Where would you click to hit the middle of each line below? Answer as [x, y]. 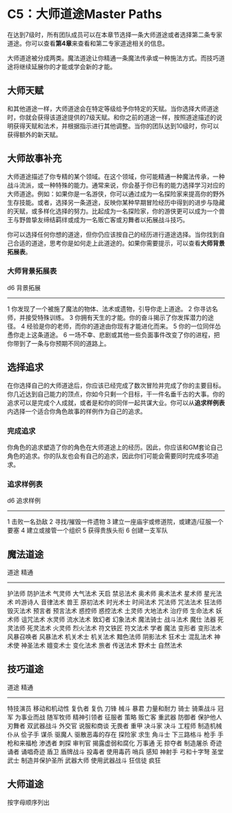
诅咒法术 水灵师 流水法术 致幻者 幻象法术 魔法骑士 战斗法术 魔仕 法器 [118, 619]
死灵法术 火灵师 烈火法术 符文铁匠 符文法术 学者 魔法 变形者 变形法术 [124, 628]
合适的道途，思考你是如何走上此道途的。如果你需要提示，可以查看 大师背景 [119, 243]
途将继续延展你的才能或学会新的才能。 [61, 66]
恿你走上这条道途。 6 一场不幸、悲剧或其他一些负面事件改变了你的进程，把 [114, 335]
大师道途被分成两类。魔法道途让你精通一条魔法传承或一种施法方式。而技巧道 [116, 58]
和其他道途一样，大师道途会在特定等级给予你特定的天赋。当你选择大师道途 [113, 109]
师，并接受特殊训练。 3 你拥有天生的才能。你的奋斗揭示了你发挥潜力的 [108, 317]
